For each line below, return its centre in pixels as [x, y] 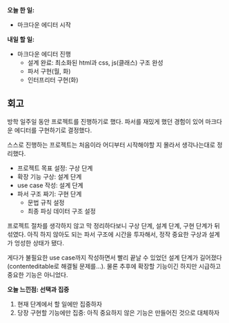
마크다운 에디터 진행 [44, 54]
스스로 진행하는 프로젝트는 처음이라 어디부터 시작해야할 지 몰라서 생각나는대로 [111, 145]
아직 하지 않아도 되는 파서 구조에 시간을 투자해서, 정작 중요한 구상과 [117, 234]
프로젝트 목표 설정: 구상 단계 [55, 168]
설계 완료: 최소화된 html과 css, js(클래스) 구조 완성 [95, 63]
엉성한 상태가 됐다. [39, 242]
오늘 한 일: [21, 10]
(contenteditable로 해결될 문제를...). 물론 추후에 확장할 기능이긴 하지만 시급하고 [114, 266]
